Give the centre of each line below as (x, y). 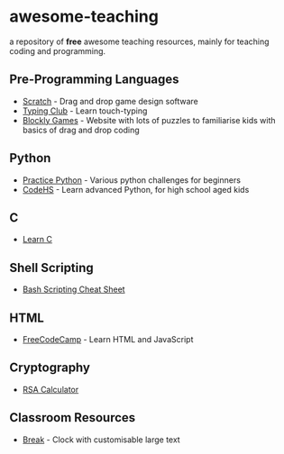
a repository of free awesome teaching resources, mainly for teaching (139, 41)
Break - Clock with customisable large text (101, 440)
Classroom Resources (73, 418)
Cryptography (50, 368)
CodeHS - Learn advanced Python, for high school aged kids (136, 189)
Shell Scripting (52, 268)
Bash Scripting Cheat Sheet (73, 289)
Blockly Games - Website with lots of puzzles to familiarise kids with (149, 120)
